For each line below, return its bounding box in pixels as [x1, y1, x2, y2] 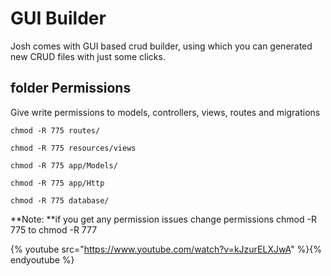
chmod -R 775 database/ [10, 195, 110, 206]
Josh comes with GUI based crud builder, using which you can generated [10, 40, 313, 52]
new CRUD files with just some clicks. [10, 50, 166, 62]
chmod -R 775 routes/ [10, 125, 101, 136]
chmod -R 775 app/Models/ [10, 160, 118, 171]
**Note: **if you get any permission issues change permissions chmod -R [10, 213, 317, 225]
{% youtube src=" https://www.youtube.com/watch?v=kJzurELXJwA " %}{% [10, 243, 322, 255]
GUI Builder [10, 7, 107, 30]
